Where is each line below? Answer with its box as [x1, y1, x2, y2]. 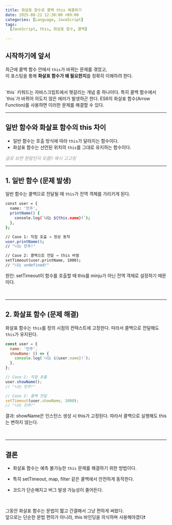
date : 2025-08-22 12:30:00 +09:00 [5, 12, 79, 17]
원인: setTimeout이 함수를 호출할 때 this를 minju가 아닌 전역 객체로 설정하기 [5, 273, 157, 279]
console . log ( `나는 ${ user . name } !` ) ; [14, 356, 91, 361]
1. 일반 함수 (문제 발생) [5, 177, 72, 185]
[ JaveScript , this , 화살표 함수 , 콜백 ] [10, 27, 88, 32]
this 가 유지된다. [5, 331, 38, 337]
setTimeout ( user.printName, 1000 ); [5, 258, 81, 263]
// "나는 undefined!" [5, 263, 50, 268]
